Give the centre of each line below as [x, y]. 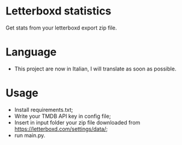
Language [31, 52]
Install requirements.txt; [44, 110]
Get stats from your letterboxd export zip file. [62, 28]
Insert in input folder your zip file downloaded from [77, 122]
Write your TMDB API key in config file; [62, 116]
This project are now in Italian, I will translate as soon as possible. [95, 69]
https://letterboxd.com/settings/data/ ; [61, 129]
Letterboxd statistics [59, 11]
